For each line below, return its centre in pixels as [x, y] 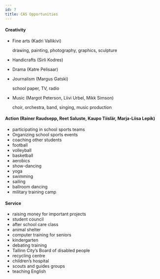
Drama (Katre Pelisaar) [35, 69]
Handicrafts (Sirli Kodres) [38, 60]
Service [13, 203]
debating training [29, 245]
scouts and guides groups [39, 266]
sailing [19, 181]
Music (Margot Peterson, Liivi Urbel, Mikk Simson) [63, 98]
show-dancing [27, 166]
